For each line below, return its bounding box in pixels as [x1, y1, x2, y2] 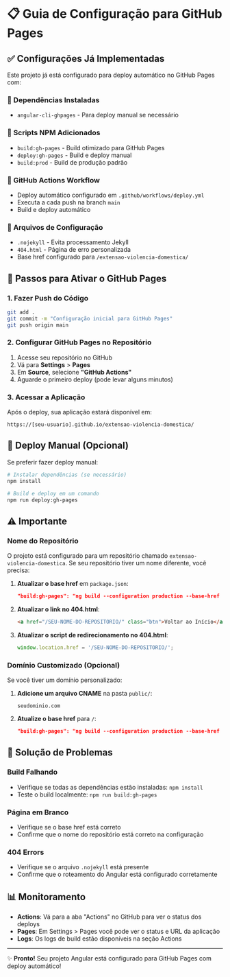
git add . [7, 309, 36, 316]
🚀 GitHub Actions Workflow [7, 175, 101, 185]
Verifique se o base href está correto [16, 823, 121, 831]
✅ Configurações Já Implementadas [7, 53, 165, 64]
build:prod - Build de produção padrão [16, 158, 128, 166]
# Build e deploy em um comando [7, 490, 99, 497]
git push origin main [7, 321, 69, 329]
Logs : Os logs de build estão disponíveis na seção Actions [16, 934, 182, 943]
